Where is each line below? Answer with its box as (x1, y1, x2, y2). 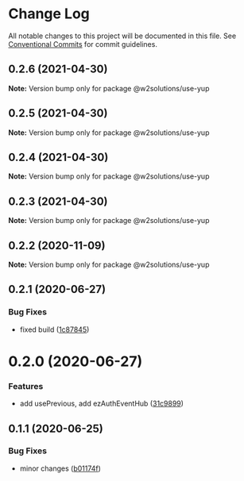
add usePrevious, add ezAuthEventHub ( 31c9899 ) (19, 398, 184, 409)
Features (8, 380, 44, 391)
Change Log (8, 5, 90, 23)
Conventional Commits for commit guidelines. (8, 39, 157, 48)
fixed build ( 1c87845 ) (19, 325, 90, 334)
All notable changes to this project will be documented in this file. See (8, 31, 237, 40)
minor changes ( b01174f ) (19, 464, 102, 473)
